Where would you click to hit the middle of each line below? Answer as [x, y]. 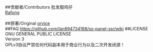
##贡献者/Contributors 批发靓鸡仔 [39, 7]
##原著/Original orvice [28, 23]
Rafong [12, 13]
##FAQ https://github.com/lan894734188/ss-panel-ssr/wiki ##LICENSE [77, 29]
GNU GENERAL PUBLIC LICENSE [38, 34]
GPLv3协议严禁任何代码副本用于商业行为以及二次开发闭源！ [65, 45]
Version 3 [15, 39]
